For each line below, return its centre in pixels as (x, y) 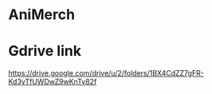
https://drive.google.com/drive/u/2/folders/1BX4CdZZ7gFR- (106, 73)
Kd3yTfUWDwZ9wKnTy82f (53, 82)
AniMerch (42, 15)
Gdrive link (45, 51)
